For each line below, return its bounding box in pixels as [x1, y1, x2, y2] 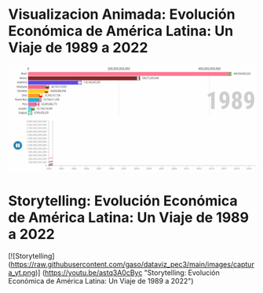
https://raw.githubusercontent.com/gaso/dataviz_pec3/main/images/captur [10, 259, 255, 269]
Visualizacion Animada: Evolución [8, 5, 236, 24]
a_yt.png [8, 268, 36, 277]
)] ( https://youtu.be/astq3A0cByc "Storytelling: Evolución [35, 268, 220, 277]
